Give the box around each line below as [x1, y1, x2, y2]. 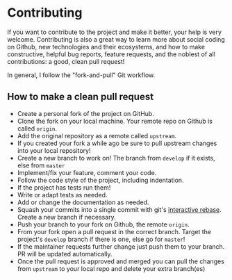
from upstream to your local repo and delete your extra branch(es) [17, 264, 206, 272]
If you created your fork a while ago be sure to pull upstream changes [17, 139, 217, 147]
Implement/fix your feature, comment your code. [17, 168, 157, 176]
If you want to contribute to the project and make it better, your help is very [7, 28, 222, 36]
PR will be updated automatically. [17, 249, 113, 258]
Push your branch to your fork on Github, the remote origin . [17, 220, 190, 229]
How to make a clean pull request [7, 91, 154, 103]
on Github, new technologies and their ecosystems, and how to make [7, 42, 206, 51]
